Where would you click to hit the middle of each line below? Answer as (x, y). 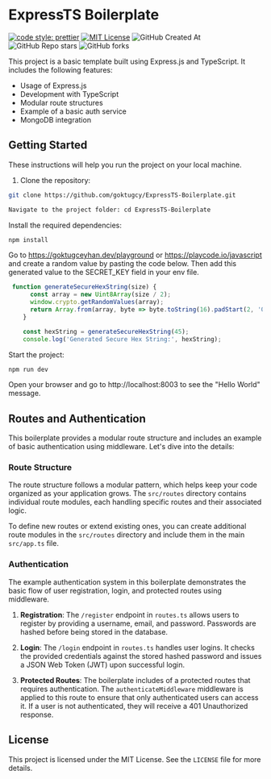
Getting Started (48, 146)
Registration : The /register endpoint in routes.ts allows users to (129, 614)
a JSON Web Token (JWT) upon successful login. (102, 664)
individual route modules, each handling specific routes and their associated (135, 502)
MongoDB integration (55, 119)
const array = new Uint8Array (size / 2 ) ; (100, 295)
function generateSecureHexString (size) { (84, 287)
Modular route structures (61, 102)
